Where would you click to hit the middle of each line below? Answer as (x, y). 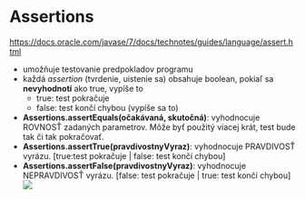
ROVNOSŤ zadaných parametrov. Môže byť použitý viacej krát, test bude (159, 127)
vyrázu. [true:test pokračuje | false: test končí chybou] (124, 155)
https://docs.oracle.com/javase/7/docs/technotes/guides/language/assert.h (151, 42)
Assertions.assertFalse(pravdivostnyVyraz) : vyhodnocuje (134, 165)
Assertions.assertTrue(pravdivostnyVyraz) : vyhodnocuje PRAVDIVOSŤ (159, 146)
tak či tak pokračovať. (63, 136)
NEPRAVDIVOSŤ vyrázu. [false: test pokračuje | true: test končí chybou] (157, 175)
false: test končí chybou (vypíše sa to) (107, 107)
